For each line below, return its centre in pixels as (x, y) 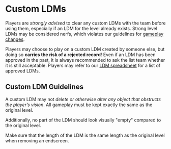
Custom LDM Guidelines (45, 87)
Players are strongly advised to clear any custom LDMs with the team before (85, 23)
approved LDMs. (23, 71)
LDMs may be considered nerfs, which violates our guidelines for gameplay (84, 34)
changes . (15, 39)
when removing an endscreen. (37, 140)
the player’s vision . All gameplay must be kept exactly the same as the (79, 105)
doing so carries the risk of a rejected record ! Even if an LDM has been (80, 55)
